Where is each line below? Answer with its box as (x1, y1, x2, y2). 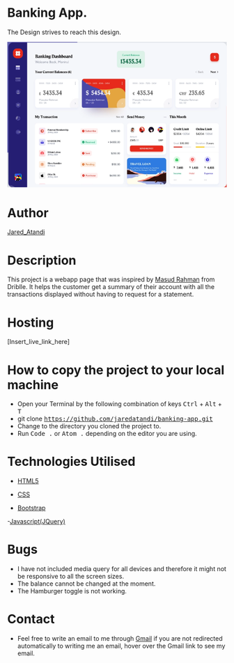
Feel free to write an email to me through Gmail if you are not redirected (17, 634, 223, 643)
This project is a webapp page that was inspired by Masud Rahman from (7, 275, 215, 283)
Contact (7, 611, 55, 627)
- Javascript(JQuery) (7, 517, 66, 526)
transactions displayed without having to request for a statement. (7, 290, 194, 299)
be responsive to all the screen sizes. (17, 572, 124, 581)
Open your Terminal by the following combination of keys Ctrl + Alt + (17, 400, 223, 408)
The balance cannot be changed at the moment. (17, 579, 156, 588)
